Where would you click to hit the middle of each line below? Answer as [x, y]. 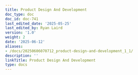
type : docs [16, 65]
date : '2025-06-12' [25, 42]
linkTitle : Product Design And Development [51, 60]
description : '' [22, 56]
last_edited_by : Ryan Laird [34, 28]
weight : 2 [15, 37]
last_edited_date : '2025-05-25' [38, 23]
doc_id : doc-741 [22, 19]
